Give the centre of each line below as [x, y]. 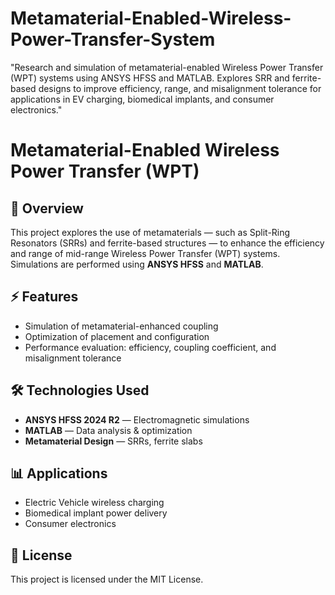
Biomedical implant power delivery [96, 513]
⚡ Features [44, 297]
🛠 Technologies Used [80, 390]
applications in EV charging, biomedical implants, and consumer [142, 99]
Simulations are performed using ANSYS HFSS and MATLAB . [137, 264]
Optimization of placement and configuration [117, 336]
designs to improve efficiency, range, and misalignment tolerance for [180, 88]
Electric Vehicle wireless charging [94, 503]
